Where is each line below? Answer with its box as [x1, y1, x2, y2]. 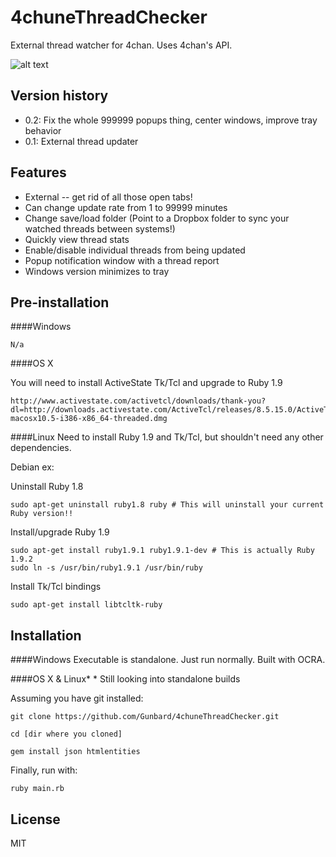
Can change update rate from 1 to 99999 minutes [24, 201, 228, 213]
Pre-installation [10, 294, 110, 311]
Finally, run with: [10, 764, 78, 776]
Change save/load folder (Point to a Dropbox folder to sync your [24, 212, 290, 224]
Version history [10, 87, 109, 105]
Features [10, 164, 67, 181]
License [10, 811, 61, 828]
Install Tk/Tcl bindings [10, 581, 102, 593]
